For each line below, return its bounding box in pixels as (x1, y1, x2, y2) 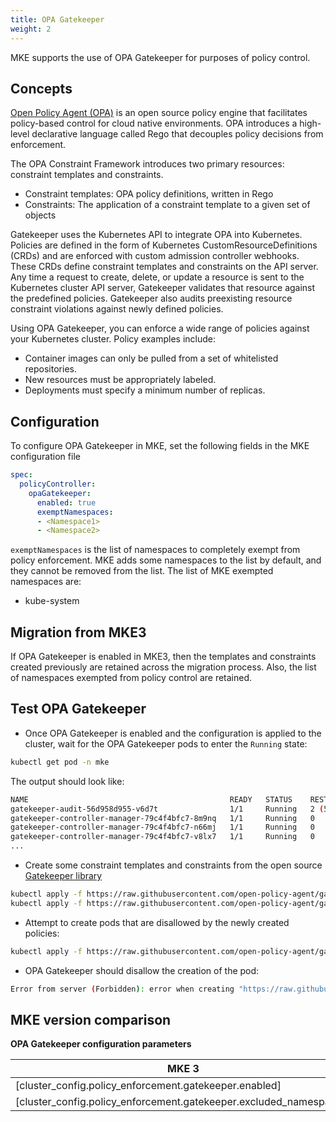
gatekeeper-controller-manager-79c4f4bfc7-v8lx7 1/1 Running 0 (10, 832, 315, 842)
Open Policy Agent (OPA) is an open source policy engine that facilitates (10, 107, 308, 119)
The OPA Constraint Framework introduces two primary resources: (10, 158, 285, 170)
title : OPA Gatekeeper (10, 14, 105, 25)
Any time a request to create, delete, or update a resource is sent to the (10, 271, 305, 283)
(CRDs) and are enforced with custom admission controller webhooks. (10, 250, 300, 262)
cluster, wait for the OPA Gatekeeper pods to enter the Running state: (24, 737, 308, 750)
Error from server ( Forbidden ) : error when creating (10, 984, 235, 994)
